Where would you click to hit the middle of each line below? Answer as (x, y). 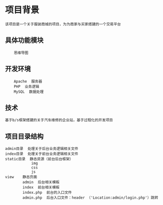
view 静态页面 (21, 177)
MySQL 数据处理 (29, 92)
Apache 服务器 (28, 81)
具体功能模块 (24, 40)
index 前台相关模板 (41, 187)
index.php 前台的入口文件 (47, 193)
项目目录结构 (24, 136)
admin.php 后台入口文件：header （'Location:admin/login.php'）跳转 (91, 198)
